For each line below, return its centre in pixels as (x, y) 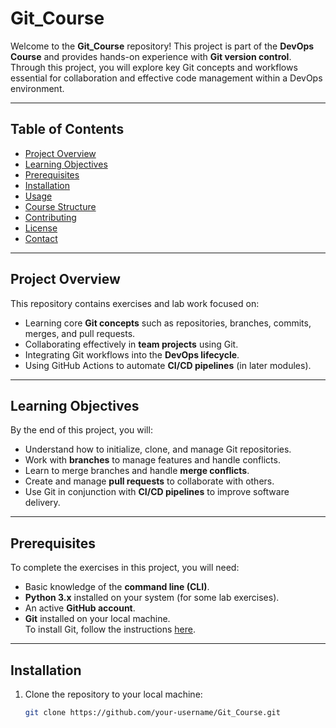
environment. (37, 88)
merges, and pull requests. (80, 333)
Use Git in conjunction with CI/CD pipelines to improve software (157, 492)
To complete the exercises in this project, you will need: (125, 568)
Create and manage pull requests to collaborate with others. (149, 481)
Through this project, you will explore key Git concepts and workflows (154, 67)
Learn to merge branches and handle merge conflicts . (137, 471)
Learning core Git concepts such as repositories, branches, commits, (168, 323)
